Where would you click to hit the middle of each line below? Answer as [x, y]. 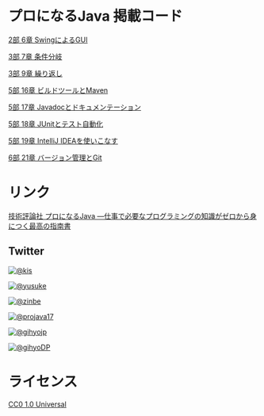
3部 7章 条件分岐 [35, 56]
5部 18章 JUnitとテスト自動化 [56, 124]
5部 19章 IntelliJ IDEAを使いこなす [63, 140]
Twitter [27, 252]
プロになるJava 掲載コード [96, 16]
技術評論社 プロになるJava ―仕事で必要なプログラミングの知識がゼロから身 [133, 216]
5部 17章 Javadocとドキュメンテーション [75, 107]
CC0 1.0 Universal [38, 404]
